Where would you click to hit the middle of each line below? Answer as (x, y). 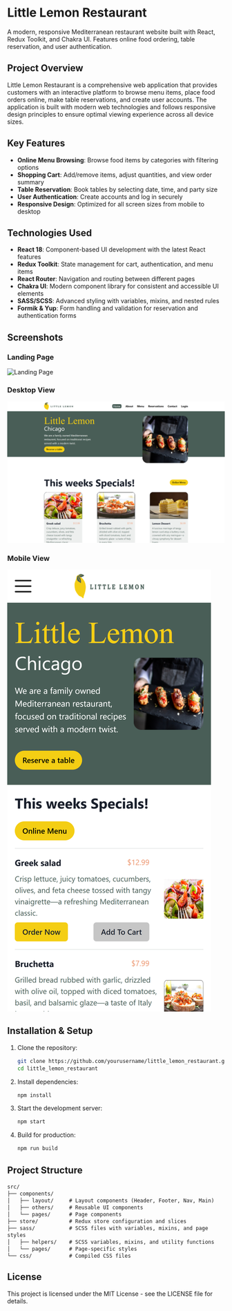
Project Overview (45, 68)
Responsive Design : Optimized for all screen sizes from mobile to (111, 204)
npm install (34, 1095)
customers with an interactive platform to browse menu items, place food (111, 92)
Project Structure (45, 1170)
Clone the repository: (47, 1047)
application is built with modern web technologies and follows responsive (112, 107)
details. (18, 1301)
